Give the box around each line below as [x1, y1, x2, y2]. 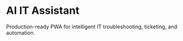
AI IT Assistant [6, 4, 80, 17]
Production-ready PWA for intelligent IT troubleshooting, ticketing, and [6, 23, 178, 30]
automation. [6, 29, 35, 36]
